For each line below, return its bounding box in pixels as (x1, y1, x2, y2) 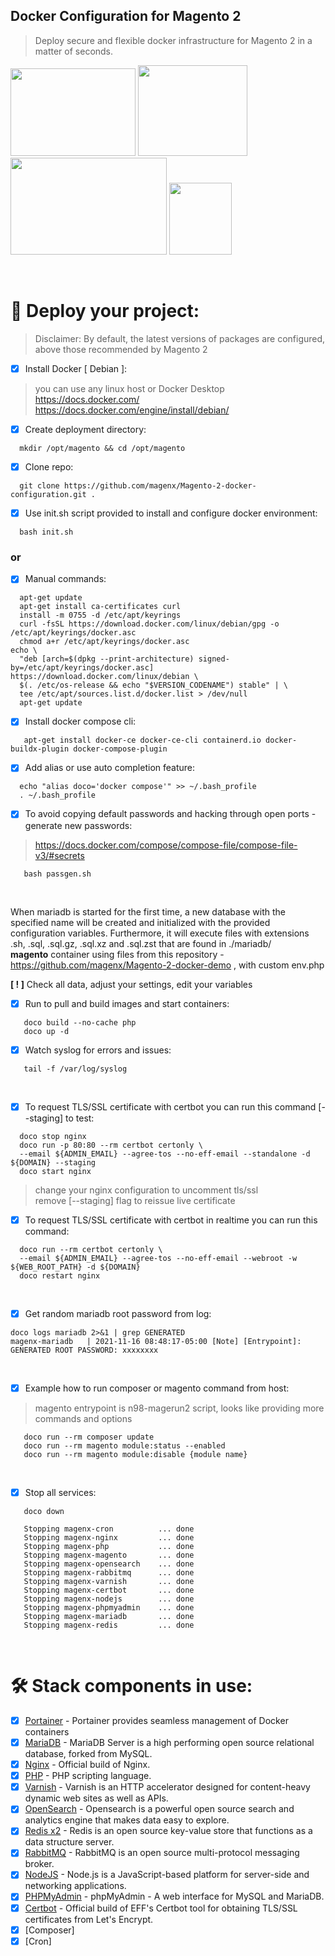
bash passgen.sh (23, 869, 92, 879)
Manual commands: (24, 573, 107, 585)
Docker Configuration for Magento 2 (10, 8, 242, 25)
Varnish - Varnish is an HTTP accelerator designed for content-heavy (24, 1781, 311, 1793)
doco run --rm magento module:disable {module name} (23, 1449, 248, 1459)
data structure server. (24, 1836, 115, 1848)
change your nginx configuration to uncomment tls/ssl (34, 1184, 259, 1196)
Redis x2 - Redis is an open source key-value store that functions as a (24, 1825, 313, 1837)
